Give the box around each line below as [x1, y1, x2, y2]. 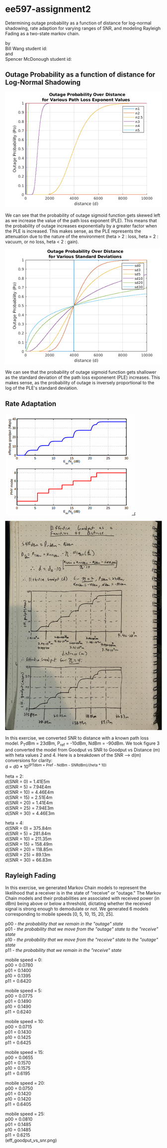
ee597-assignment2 [5, 3, 91, 15]
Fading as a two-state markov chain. [5, 30, 80, 36]
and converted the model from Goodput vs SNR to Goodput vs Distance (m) [5, 747, 161, 753]
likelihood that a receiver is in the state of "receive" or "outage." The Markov [5, 890, 162, 896]
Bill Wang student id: [5, 45, 47, 51]
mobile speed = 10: [5, 1018, 44, 1024]
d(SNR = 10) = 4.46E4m [5, 789, 54, 795]
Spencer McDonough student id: [5, 56, 72, 62]
